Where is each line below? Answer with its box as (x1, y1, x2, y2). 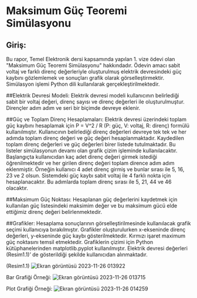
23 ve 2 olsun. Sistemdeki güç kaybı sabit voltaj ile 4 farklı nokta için (6, 172, 171, 179)
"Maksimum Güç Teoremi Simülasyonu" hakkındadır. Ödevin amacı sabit (6, 62, 181, 69)
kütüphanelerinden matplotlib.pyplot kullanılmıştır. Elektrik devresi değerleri (6, 245, 188, 252)
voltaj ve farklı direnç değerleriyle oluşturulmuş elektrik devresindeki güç (6, 68, 182, 75)
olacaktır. (6, 185, 28, 192)
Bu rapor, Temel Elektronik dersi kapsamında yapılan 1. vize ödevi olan (6, 56, 175, 62)
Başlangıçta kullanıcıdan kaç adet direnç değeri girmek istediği (6, 153, 157, 160)
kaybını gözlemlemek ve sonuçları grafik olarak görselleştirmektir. (6, 75, 165, 81)
